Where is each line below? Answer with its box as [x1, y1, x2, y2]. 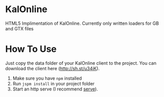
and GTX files [5, 25, 34, 31]
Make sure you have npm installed [12, 75, 82, 81]
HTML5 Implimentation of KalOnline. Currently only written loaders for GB [5, 20, 159, 26]
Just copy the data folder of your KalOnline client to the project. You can [5, 60, 156, 66]
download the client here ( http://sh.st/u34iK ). [5, 65, 100, 71]
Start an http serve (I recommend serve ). [12, 86, 98, 92]
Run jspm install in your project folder [12, 80, 95, 86]
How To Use [5, 43, 57, 55]
